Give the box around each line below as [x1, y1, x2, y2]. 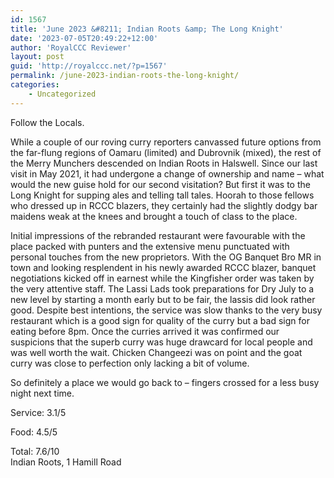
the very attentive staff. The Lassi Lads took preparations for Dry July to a [10, 282, 315, 295]
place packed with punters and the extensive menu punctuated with [10, 240, 290, 252]
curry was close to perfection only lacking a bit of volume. [10, 357, 250, 369]
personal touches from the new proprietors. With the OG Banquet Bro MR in [10, 251, 322, 263]
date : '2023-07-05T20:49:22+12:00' [10, 33, 159, 43]
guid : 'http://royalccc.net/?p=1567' [10, 61, 168, 71]
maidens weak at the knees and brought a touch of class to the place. [10, 210, 298, 222]
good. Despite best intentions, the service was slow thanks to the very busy [10, 304, 323, 316]
